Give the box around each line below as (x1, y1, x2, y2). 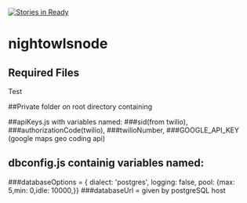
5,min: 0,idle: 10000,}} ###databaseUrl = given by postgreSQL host (8, 185, 226, 195)
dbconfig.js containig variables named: (8, 157, 205, 170)
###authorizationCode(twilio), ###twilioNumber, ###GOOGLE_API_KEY (8, 125, 239, 135)
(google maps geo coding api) (8, 134, 106, 143)
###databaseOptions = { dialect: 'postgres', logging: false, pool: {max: (8, 177, 235, 187)
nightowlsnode (8, 35, 108, 53)
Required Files (8, 66, 80, 79)
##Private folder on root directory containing (8, 102, 153, 111)
